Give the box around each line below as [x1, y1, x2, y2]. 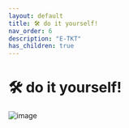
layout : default [8, 11, 63, 20]
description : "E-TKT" [8, 34, 82, 43]
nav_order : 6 [8, 27, 53, 35]
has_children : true [8, 42, 75, 50]
